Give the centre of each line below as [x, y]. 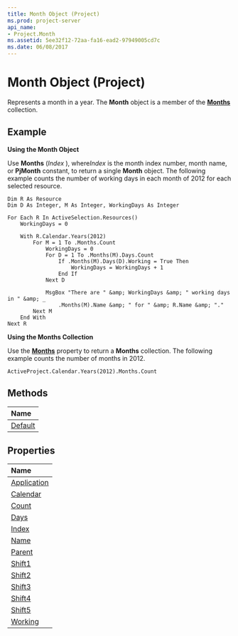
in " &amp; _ [27, 299]
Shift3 [21, 587]
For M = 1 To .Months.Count [74, 242]
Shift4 [21, 598]
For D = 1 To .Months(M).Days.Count [99, 255]
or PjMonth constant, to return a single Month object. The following [107, 170]
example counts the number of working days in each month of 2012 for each [119, 178]
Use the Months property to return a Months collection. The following [110, 351]
